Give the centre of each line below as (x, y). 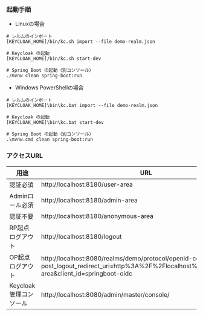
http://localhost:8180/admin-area (89, 200)
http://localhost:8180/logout (82, 236)
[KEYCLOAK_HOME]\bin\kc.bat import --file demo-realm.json (82, 106)
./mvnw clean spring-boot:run (44, 76)
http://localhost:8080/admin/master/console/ (106, 294)
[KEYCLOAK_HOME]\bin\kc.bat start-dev (55, 123)
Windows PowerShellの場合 (49, 88)
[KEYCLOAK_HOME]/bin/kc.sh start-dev (54, 59)
